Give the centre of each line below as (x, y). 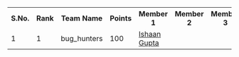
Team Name (82, 18)
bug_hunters (82, 38)
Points (121, 18)
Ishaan (150, 34)
